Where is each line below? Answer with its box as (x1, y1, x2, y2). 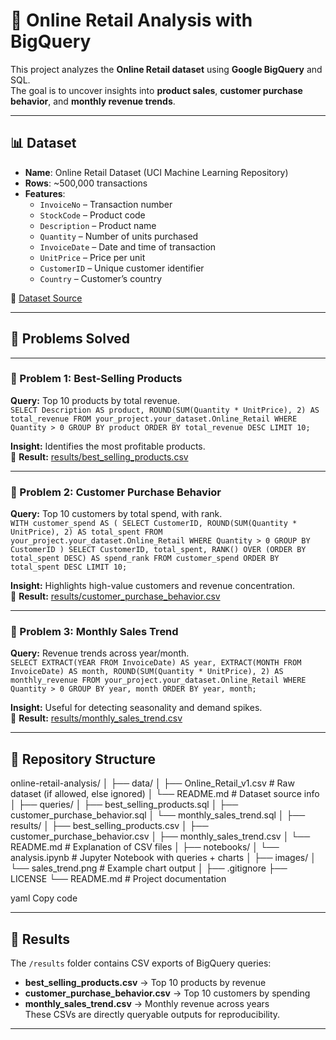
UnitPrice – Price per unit (39, 251, 146, 263)
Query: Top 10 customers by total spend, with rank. (10, 508, 223, 520)
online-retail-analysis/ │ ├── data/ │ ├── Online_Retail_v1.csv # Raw (10, 777, 295, 789)
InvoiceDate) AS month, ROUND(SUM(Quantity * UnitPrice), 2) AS (10, 667, 284, 677)
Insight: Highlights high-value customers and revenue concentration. (10, 580, 296, 592)
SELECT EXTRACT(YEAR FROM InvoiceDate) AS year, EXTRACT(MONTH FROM (10, 658, 302, 668)
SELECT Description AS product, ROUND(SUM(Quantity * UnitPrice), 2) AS (10, 405, 320, 415)
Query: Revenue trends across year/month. (10, 647, 190, 659)
